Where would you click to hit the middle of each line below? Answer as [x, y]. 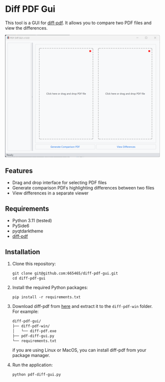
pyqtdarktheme [27, 231]
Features [19, 171]
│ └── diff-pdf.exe [34, 331]
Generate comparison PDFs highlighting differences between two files [83, 188]
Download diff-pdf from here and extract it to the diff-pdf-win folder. [82, 306]
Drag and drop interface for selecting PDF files [59, 183]
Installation [23, 252]
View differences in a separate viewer [50, 193]
